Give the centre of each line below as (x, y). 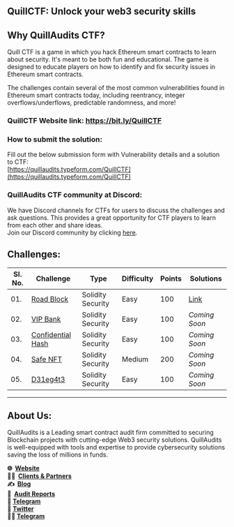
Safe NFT (47, 359)
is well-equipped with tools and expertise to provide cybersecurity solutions (116, 447)
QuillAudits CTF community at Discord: (75, 195)
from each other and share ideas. (55, 225)
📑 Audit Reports (31, 494)
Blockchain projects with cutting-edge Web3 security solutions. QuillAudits (115, 440)
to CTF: (18, 162)
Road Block (50, 299)
